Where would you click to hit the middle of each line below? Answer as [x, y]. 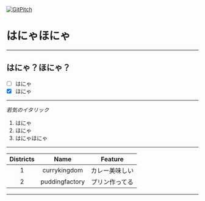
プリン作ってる [112, 182]
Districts [22, 159]
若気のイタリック [28, 110]
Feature [112, 159]
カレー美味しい [112, 171]
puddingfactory [63, 182]
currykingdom [63, 170]
